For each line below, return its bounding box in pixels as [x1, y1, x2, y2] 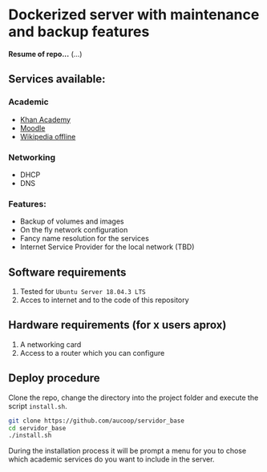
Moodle [19, 123, 46, 133]
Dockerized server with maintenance [8, 6, 260, 24]
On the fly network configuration [19, 225, 128, 235]
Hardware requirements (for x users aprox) [8, 318, 227, 332]
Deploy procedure [8, 371, 100, 385]
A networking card [19, 339, 82, 349]
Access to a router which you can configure [19, 348, 165, 357]
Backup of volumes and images [19, 216, 124, 226]
